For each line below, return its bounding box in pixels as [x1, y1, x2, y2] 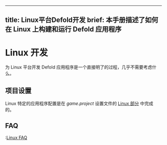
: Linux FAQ [5, 135, 27, 141]
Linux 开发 [5, 47, 48, 58]
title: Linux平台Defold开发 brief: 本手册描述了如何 [5, 16, 158, 24]
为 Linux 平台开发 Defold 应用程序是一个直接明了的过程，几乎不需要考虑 [5, 64, 153, 70]
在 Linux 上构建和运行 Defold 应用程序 [5, 25, 122, 34]
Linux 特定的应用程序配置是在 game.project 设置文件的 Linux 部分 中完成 [5, 100, 154, 107]
